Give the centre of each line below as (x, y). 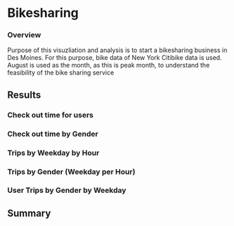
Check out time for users (50, 115)
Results (24, 95)
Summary (29, 213)
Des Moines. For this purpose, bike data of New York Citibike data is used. (115, 58)
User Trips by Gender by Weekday (67, 190)
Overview (24, 35)
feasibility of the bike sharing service (61, 73)
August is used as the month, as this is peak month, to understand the (109, 65)
